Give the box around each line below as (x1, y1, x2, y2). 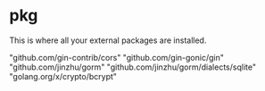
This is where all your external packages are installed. (9, 35, 207, 45)
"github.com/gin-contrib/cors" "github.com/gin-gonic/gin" (9, 52, 225, 62)
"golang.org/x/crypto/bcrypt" (9, 70, 118, 81)
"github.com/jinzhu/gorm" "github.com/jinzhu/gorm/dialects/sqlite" (9, 62, 257, 72)
